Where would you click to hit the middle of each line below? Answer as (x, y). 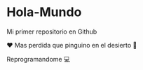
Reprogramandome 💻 (39, 59)
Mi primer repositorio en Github (52, 31)
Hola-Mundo (44, 12)
